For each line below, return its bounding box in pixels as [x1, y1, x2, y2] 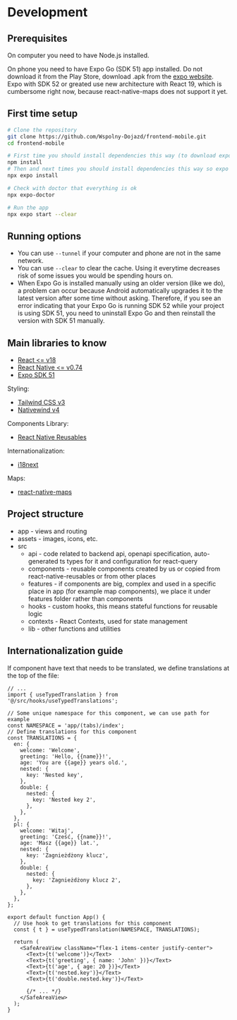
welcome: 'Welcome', [20, 747, 80, 754]
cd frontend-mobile [7, 139, 65, 147]
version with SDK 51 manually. [17, 316, 105, 325]
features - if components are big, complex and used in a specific [28, 579, 217, 588]
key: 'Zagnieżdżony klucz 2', [32, 877, 121, 884]
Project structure [7, 508, 84, 520]
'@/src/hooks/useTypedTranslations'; [7, 697, 119, 704]
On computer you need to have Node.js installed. [7, 51, 150, 59]
